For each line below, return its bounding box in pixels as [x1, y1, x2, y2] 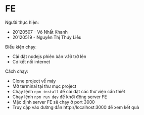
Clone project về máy [12, 78, 56, 84]
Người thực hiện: [5, 19, 39, 25]
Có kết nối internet [12, 58, 50, 64]
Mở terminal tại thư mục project [12, 83, 77, 89]
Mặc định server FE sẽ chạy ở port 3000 [12, 99, 95, 105]
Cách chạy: [5, 68, 29, 74]
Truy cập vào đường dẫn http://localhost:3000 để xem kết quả [12, 104, 140, 110]
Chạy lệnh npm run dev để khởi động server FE [12, 94, 107, 100]
